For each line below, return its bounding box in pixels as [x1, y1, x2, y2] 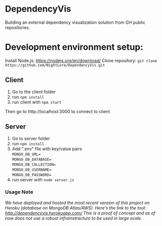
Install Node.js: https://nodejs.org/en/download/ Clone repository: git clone [5, 57, 158, 64]
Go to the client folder [12, 89, 56, 95]
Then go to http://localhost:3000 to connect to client [5, 108, 110, 114]
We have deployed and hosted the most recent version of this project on [5, 200, 150, 206]
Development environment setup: [5, 42, 144, 53]
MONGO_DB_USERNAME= [12, 167, 52, 172]
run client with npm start [12, 99, 62, 105]
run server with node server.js [12, 177, 74, 182]
